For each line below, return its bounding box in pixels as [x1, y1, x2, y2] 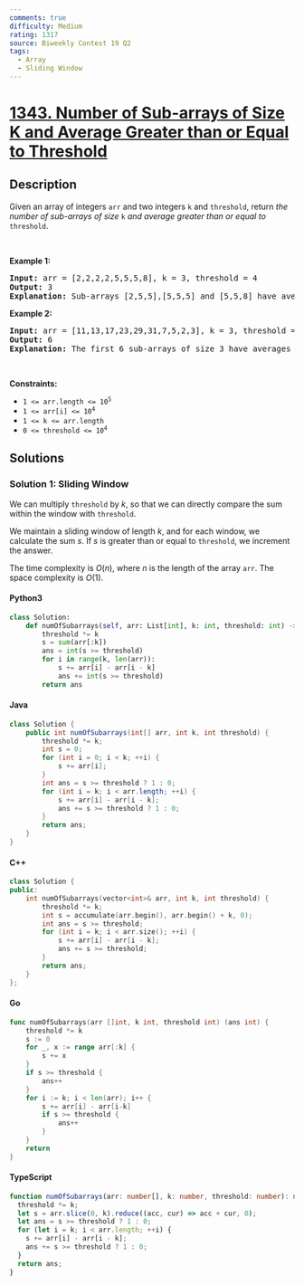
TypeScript [9, 1172, 52, 1183]
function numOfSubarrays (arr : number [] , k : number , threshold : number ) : [9, 1192, 290, 1201]
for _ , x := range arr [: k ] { [25, 1042, 136, 1052]
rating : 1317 [9, 30, 59, 39]
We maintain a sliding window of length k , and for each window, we [9, 526, 261, 537]
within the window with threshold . [9, 508, 137, 519]
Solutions [9, 451, 65, 466]
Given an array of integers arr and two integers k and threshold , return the [9, 201, 288, 212]
